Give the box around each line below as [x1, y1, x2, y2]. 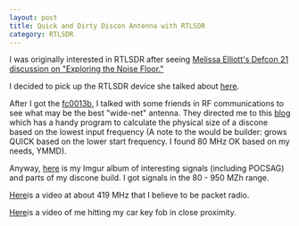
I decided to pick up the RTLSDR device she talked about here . [9, 81, 240, 92]
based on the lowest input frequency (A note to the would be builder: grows [9, 127, 287, 138]
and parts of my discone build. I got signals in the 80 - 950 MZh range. [9, 172, 270, 183]
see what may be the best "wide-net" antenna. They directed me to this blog [9, 108, 291, 119]
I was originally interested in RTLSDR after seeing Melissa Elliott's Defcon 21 [9, 54, 288, 65]
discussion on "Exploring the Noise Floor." [9, 63, 164, 74]
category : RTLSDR [9, 29, 74, 38]
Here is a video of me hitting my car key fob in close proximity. [9, 207, 237, 218]
